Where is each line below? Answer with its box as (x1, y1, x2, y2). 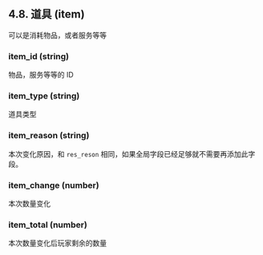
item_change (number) (8, 179, 99, 190)
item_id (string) (8, 50, 70, 62)
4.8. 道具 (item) (8, 7, 86, 22)
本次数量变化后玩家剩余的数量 (8, 238, 107, 248)
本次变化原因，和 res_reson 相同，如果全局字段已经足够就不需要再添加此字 (8, 149, 256, 158)
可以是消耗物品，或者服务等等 (8, 30, 107, 40)
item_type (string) (8, 90, 80, 102)
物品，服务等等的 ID (8, 70, 74, 80)
